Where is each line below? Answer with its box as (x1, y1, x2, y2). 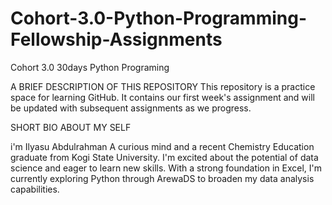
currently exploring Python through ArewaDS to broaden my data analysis (10, 172, 315, 184)
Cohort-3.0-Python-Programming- (10, 7, 308, 30)
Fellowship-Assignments (10, 28, 223, 51)
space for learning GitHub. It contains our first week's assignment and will (10, 91, 315, 103)
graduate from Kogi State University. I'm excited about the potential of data (10, 151, 319, 163)
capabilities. (10, 183, 60, 195)
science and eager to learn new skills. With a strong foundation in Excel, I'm (10, 162, 323, 174)
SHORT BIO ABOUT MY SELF (10, 121, 132, 133)
